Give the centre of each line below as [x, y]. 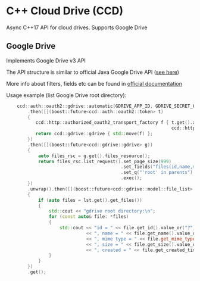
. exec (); [132, 178]
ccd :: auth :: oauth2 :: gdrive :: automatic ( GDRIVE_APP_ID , [85, 106]
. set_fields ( [137, 167]
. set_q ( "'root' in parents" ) [157, 173]
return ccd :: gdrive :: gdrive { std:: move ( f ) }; [94, 134]
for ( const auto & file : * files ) [89, 217]
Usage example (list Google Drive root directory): [66, 95]
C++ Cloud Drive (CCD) [65, 11]
